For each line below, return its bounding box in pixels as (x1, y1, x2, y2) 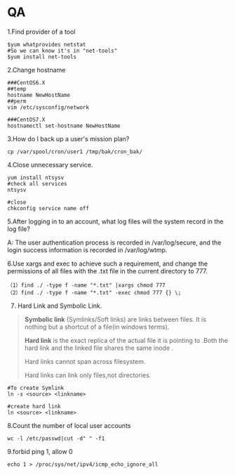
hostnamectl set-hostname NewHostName (7, 122, 121, 129)
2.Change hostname (7, 65, 66, 74)
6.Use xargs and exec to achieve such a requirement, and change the (7, 259, 208, 268)
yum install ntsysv (7, 174, 65, 181)
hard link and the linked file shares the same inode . (24, 344, 174, 352)
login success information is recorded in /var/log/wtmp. (7, 245, 168, 254)
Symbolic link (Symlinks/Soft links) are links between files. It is (24, 315, 207, 323)
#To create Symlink (7, 384, 65, 391)
